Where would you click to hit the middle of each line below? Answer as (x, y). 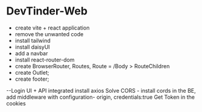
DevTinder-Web (47, 11)
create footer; (32, 79)
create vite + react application (52, 28)
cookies (16, 103)
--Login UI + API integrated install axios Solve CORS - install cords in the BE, (101, 90)
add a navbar (31, 53)
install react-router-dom (45, 60)
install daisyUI (32, 47)
